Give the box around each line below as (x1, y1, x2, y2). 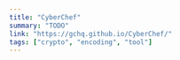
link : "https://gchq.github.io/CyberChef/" (9, 29, 173, 38)
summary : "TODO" (9, 21, 69, 30)
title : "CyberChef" (9, 12, 82, 22)
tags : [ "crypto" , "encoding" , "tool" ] (9, 37, 153, 47)
